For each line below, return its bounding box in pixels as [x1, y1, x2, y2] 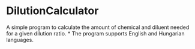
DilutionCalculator [6, 4, 99, 18]
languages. [6, 36, 34, 43]
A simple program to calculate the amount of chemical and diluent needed [6, 24, 190, 31]
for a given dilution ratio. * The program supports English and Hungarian [6, 30, 185, 37]
